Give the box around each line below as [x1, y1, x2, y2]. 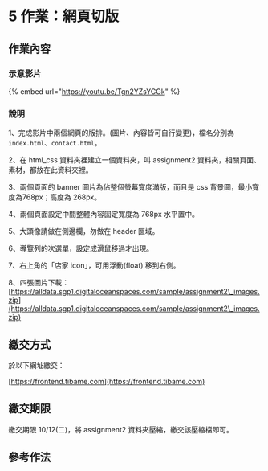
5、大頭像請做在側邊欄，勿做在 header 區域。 [8, 227, 160, 236]
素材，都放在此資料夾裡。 [8, 166, 93, 175]
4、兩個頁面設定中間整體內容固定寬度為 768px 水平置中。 [8, 210, 199, 219]
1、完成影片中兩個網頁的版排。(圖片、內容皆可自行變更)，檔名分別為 [8, 128, 234, 137]
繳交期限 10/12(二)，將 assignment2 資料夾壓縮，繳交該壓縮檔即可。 [8, 424, 234, 434]
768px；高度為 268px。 [22, 192, 102, 202]
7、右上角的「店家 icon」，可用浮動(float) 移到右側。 [8, 260, 181, 270]
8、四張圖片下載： [8, 278, 70, 288]
